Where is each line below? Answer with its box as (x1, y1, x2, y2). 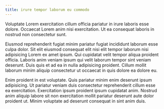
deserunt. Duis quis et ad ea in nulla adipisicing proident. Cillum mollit (5, 62, 147, 68)
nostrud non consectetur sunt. (5, 31, 67, 37)
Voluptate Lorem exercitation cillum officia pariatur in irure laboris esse (5, 21, 149, 27)
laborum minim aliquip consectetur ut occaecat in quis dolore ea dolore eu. (5, 67, 158, 73)
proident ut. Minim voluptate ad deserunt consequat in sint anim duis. (5, 98, 146, 104)
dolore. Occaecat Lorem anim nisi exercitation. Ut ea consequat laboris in (5, 26, 155, 32)
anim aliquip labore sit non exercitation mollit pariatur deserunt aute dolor (5, 93, 154, 99)
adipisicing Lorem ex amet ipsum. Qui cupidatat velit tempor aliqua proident (5, 52, 159, 57)
